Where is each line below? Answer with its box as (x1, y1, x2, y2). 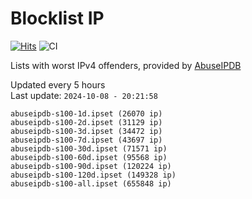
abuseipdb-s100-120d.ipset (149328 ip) (10, 170, 177, 180)
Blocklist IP (10, 7, 105, 30)
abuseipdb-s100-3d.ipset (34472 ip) (10, 126, 163, 136)
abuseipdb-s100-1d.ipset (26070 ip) (10, 108, 163, 119)
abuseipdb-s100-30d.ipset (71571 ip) (10, 143, 168, 154)
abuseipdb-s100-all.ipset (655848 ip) (10, 178, 172, 189)
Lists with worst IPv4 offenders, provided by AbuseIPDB (10, 59, 242, 71)
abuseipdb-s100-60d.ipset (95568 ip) (10, 152, 168, 162)
